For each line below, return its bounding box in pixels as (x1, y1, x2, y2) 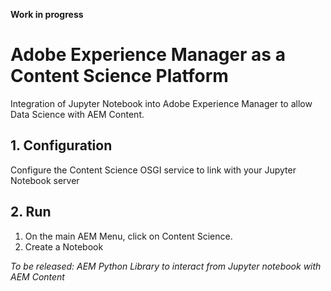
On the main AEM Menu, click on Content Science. (24, 230, 233, 242)
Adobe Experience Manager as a (10, 44, 286, 66)
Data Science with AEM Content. (10, 108, 145, 120)
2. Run (10, 204, 52, 221)
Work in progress (10, 9, 84, 20)
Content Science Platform (10, 65, 229, 88)
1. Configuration (10, 137, 113, 154)
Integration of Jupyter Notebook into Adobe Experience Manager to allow (10, 97, 313, 109)
